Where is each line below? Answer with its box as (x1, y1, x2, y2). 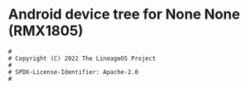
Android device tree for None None (8, 5, 241, 23)
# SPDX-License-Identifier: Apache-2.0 (8, 68, 139, 76)
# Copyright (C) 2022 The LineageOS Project (8, 55, 156, 62)
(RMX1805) (8, 22, 84, 40)
